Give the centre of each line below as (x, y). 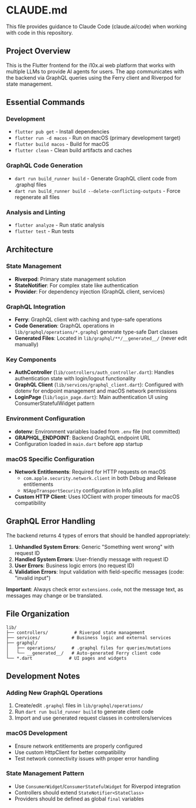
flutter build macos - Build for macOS (62, 144)
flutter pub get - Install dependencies (62, 132)
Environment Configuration (46, 418)
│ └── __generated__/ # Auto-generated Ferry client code (83, 653)
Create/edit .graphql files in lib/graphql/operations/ (79, 705)
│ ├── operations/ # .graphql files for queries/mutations (89, 648)
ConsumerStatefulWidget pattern (54, 403)
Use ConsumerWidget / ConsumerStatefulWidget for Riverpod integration (97, 786)
